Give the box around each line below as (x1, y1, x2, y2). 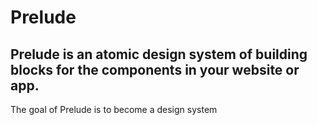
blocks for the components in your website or (10, 61, 300, 78)
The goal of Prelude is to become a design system (10, 104, 218, 115)
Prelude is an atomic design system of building (10, 46, 308, 63)
